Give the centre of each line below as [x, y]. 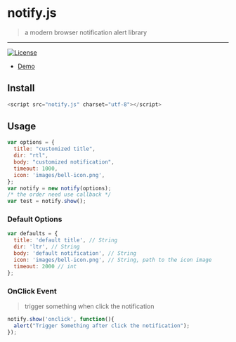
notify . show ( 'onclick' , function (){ [61, 319]
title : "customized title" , [55, 149]
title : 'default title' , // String [66, 240]
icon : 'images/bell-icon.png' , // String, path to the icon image [113, 260]
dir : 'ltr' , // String [47, 247]
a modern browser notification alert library [86, 32]
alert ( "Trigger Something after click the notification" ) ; [102, 325]
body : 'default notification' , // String [75, 254]
